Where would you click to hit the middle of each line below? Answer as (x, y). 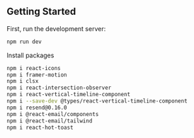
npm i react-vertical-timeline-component (69, 95)
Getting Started (41, 12)
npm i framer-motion (37, 75)
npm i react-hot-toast (40, 127)
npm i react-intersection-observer (59, 88)
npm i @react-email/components (53, 114)
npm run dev (24, 42)
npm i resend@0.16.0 (37, 108)
